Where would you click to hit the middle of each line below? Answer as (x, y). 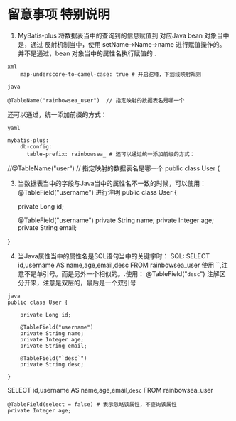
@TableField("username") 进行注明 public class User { (97, 192)
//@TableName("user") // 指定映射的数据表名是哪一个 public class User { (114, 168)
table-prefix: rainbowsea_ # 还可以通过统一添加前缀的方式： (111, 154)
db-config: (36, 146)
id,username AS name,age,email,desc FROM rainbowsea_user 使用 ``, (120, 265)
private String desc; (52, 364)
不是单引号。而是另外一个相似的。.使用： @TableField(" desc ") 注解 (122, 273)
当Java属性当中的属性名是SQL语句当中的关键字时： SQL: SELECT (114, 256)
